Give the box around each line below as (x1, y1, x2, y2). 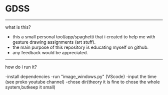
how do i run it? (5, 64, 37, 70)
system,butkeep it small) (5, 84, 56, 90)
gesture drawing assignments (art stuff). (12, 39, 96, 45)
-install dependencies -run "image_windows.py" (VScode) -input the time (5, 73, 156, 80)
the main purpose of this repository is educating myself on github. (12, 44, 149, 50)
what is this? (5, 24, 31, 30)
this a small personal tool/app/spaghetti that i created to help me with (12, 33, 155, 40)
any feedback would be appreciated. (12, 49, 88, 55)
